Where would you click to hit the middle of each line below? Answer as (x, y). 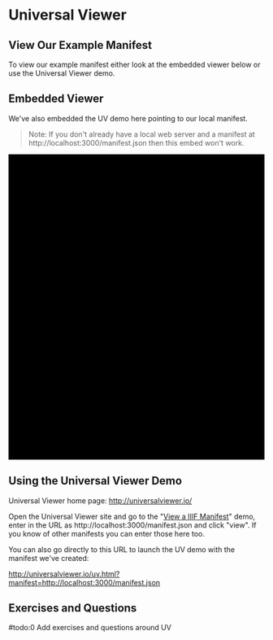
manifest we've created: (49, 558)
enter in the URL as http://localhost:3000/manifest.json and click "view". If (133, 525)
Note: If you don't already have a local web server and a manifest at (142, 134)
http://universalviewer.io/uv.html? (64, 574)
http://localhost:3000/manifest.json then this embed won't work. (136, 142)
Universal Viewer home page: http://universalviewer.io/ (100, 500)
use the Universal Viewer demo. (62, 73)
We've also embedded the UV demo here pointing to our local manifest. (128, 118)
